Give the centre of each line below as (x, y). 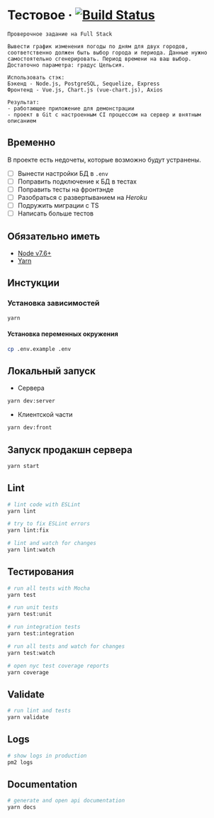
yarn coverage (28, 672)
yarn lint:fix (28, 531)
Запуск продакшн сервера (70, 450)
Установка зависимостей (53, 303)
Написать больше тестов (56, 213)
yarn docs (22, 807)
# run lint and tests (39, 711)
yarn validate (28, 717)
